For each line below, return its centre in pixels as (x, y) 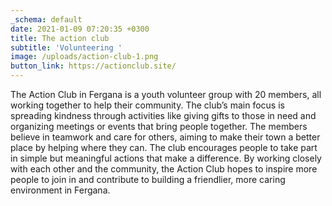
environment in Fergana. (60, 190)
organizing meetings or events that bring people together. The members (159, 126)
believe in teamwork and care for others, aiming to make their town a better (165, 137)
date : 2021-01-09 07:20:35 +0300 (80, 29)
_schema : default (46, 19)
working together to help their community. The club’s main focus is (147, 105)
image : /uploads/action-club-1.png (84, 57)
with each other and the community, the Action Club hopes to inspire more (164, 169)
